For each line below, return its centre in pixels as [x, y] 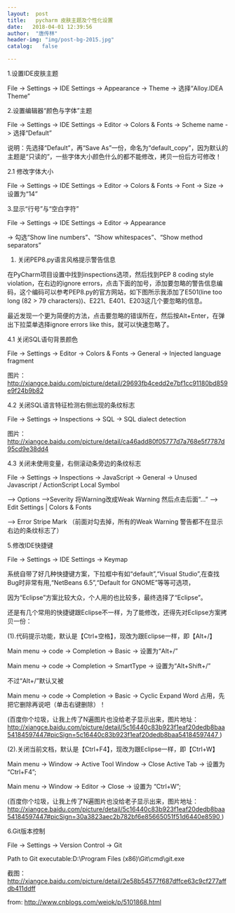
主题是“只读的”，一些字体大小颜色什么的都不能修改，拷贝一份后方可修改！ [115, 156]
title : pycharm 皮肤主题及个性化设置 [60, 20]
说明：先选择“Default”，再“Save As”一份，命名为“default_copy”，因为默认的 [117, 148]
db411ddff [22, 888]
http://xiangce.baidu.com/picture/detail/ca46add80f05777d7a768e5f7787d [116, 441]
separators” [24, 245]
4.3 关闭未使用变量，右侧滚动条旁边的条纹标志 [74, 463]
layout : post [28, 14]
